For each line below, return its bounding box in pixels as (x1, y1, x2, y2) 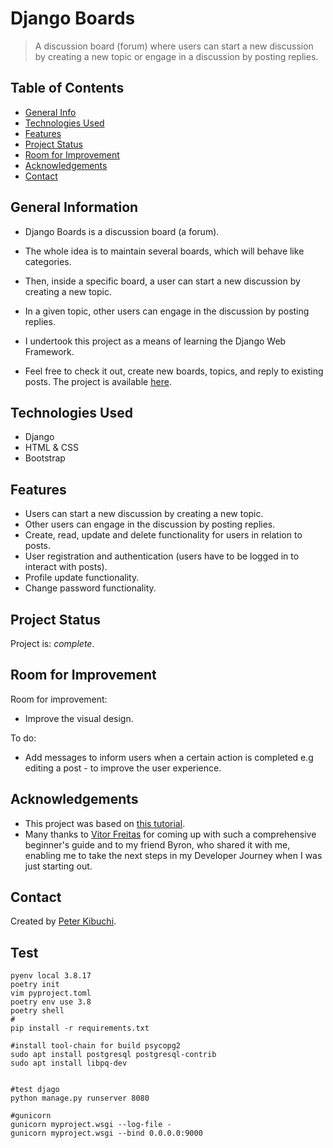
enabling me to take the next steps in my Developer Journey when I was (24, 849, 323, 861)
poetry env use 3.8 (10, 997, 92, 1007)
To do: (10, 732, 37, 744)
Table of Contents (10, 80, 125, 97)
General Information (10, 199, 139, 216)
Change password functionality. (24, 582, 157, 594)
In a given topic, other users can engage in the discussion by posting (24, 305, 310, 317)
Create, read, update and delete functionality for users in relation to (24, 529, 303, 541)
